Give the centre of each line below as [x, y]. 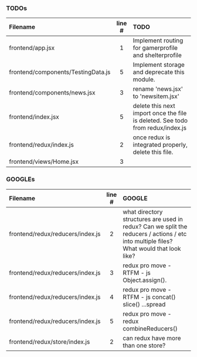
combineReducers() [150, 328]
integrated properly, [160, 145]
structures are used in [153, 219]
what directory [143, 211]
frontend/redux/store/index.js [50, 342]
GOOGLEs [21, 179]
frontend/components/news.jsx [52, 93]
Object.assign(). [145, 280]
